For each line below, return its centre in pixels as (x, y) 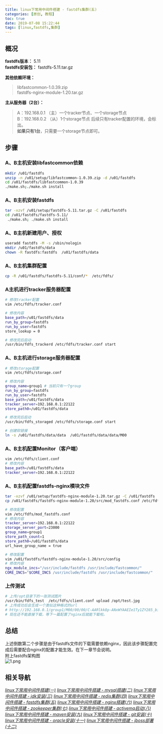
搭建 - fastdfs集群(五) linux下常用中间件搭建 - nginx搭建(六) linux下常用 (84, 702)
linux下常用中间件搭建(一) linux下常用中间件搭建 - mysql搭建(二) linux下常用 (81, 690)
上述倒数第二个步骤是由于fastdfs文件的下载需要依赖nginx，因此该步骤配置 (79, 643)
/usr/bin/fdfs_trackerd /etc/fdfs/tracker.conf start (61, 345)
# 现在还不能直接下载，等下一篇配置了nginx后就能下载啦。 (56, 614)
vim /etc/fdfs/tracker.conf (33, 304)
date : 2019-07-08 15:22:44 (32, 23)
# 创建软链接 (16, 431)
